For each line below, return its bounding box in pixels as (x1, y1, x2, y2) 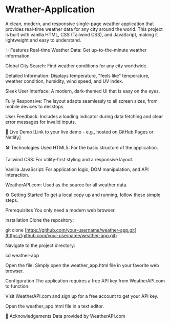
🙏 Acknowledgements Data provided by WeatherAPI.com (5, 313, 125, 319)
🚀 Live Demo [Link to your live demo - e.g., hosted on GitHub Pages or (5, 128, 154, 135)
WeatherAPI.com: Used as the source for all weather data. (5, 181, 128, 188)
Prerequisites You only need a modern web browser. (5, 207, 116, 213)
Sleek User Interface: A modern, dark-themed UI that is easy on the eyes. (5, 88, 160, 94)
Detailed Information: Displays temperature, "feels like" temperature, (5, 72, 150, 79)
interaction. (5, 171, 30, 178)
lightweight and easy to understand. (5, 37, 81, 43)
